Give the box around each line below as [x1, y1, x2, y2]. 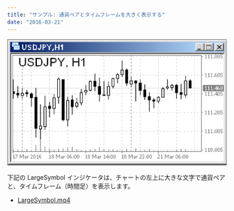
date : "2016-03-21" [7, 18, 64, 26]
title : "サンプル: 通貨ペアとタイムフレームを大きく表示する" [7, 11, 166, 18]
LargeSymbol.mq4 [17, 196, 71, 204]
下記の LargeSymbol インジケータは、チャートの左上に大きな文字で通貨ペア [7, 173, 226, 181]
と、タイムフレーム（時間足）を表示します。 [7, 182, 134, 190]
